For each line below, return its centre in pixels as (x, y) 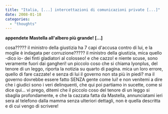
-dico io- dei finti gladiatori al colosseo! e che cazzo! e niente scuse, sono (81, 58)
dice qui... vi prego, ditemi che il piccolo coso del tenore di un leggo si (77, 90)
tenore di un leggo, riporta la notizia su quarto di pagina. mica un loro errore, (84, 69)
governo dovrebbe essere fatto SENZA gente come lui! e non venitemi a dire (84, 79)
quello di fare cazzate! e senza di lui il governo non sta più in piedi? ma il (80, 74)
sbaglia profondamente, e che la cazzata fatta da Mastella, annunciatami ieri (84, 95)
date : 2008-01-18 (23, 14)
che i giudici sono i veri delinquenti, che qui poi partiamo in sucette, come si (83, 85)
